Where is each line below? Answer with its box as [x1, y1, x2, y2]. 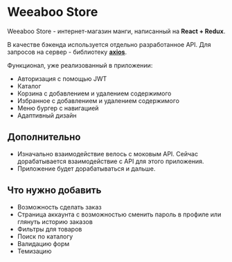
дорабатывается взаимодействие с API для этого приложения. [17, 157, 204, 165]
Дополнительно [7, 131, 81, 143]
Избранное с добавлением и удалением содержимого [17, 96, 180, 104]
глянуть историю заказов [17, 217, 93, 225]
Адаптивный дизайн [17, 111, 77, 120]
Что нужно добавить [7, 185, 102, 196]
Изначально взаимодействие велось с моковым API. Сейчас [17, 149, 199, 158]
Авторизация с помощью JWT [17, 74, 107, 83]
